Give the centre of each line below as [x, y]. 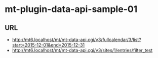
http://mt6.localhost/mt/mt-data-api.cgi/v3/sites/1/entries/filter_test [82, 50]
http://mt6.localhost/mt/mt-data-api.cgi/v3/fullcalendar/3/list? [76, 39]
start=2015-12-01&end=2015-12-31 [48, 45]
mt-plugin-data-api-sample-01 [71, 9]
